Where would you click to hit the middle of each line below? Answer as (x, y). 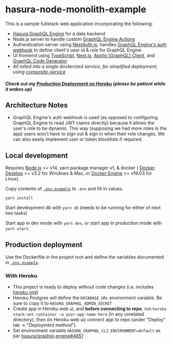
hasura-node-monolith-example (76, 9)
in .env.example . (22, 262)
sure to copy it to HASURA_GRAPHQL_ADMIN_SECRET (62, 303)
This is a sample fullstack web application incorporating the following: (79, 24)
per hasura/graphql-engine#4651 (48, 336)
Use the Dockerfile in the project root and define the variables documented (85, 257)
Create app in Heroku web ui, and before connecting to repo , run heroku (90, 309)
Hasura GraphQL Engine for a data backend (59, 33)
